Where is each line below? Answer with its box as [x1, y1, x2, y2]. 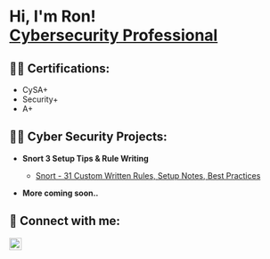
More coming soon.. [21, 188, 99, 198]
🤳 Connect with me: [9, 213, 120, 229]
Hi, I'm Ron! [9, 6, 96, 27]
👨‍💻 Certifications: [9, 61, 110, 76]
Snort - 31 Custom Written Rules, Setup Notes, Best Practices [35, 170, 261, 180]
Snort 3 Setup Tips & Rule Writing [21, 153, 149, 163]
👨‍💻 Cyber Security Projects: [9, 129, 168, 145]
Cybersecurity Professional [9, 25, 218, 46]
